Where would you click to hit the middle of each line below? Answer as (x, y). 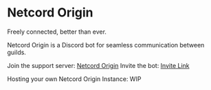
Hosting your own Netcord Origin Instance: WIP (74, 79)
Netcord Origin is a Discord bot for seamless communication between (106, 45)
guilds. (16, 52)
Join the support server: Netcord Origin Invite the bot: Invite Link (98, 65)
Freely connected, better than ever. (57, 32)
